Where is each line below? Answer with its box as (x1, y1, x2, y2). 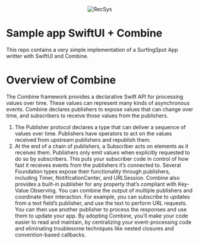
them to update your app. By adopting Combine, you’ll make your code (14, 212, 188, 219)
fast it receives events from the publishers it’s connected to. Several (14, 161, 181, 169)
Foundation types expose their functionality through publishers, (14, 167, 170, 175)
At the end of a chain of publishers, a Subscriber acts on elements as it (14, 142, 189, 149)
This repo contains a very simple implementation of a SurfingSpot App (6, 46, 178, 53)
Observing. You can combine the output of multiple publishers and (30, 186, 193, 194)
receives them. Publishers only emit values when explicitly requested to (14, 149, 190, 156)
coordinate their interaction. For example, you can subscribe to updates (14, 193, 190, 200)
